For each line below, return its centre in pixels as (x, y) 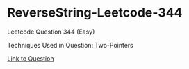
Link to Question (31, 58)
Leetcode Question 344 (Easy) (51, 32)
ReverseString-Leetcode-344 (95, 13)
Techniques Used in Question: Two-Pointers (70, 45)
